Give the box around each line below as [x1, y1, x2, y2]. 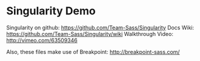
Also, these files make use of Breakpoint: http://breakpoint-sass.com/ [6, 48, 180, 55]
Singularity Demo [6, 4, 96, 18]
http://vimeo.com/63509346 [6, 36, 78, 44]
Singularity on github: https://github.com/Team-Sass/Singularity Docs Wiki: [6, 24, 195, 31]
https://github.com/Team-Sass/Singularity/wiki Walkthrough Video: [6, 30, 174, 37]
